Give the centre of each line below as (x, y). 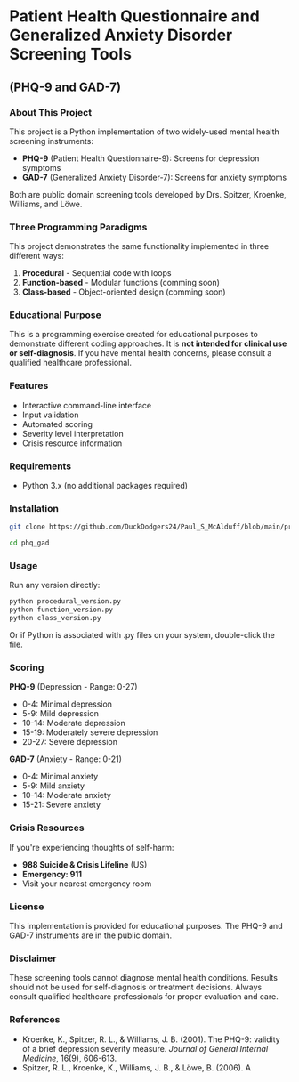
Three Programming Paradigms (78, 227)
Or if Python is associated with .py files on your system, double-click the (142, 635)
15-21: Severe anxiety (61, 805)
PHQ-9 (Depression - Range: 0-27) (73, 687)
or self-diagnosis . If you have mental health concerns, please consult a (141, 353)
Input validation (50, 415)
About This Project (50, 112)
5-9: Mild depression (61, 714)
